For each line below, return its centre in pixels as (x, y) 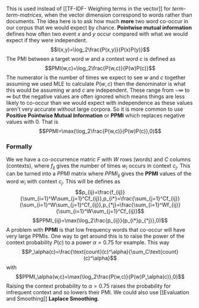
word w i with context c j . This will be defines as (63, 182)
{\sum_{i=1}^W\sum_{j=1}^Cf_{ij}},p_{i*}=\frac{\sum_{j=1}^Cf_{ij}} (100, 198)
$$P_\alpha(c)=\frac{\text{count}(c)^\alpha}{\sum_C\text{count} (100, 251)
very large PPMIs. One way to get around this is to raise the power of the (95, 236)
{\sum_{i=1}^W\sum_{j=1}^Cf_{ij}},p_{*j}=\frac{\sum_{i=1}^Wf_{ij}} (100, 204)
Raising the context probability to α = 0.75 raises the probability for (88, 286)
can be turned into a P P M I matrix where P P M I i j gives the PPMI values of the (99, 174)
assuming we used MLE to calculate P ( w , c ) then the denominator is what (96, 84)
